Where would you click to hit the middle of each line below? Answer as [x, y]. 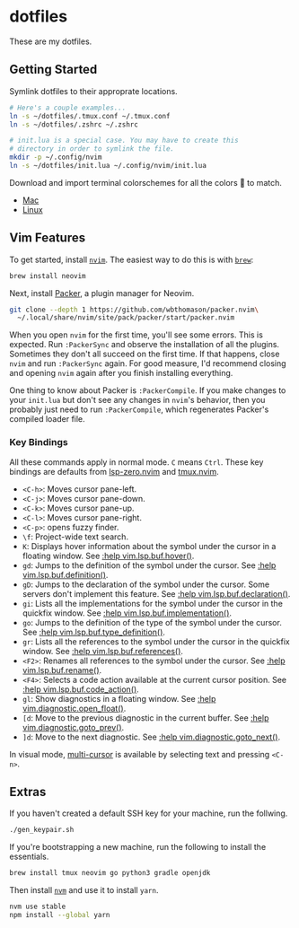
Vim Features [48, 238]
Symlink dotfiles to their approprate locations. [93, 91]
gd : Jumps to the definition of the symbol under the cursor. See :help [149, 565]
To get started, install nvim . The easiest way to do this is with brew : [132, 259]
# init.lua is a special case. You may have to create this [124, 141]
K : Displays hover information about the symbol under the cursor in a [149, 546]
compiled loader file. [47, 419]
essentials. [29, 857]
